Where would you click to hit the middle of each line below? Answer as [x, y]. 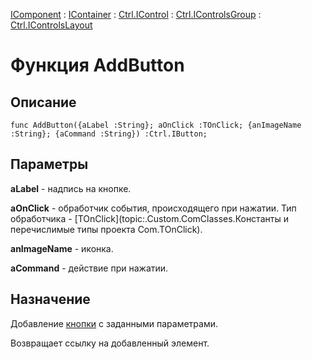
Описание [43, 102]
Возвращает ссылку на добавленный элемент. [110, 343]
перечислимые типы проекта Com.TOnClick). [106, 229]
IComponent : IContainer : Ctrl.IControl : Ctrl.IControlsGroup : [136, 14]
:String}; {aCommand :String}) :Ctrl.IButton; [109, 134]
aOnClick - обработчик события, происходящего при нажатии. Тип [153, 208]
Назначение [50, 299]
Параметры [49, 164]
